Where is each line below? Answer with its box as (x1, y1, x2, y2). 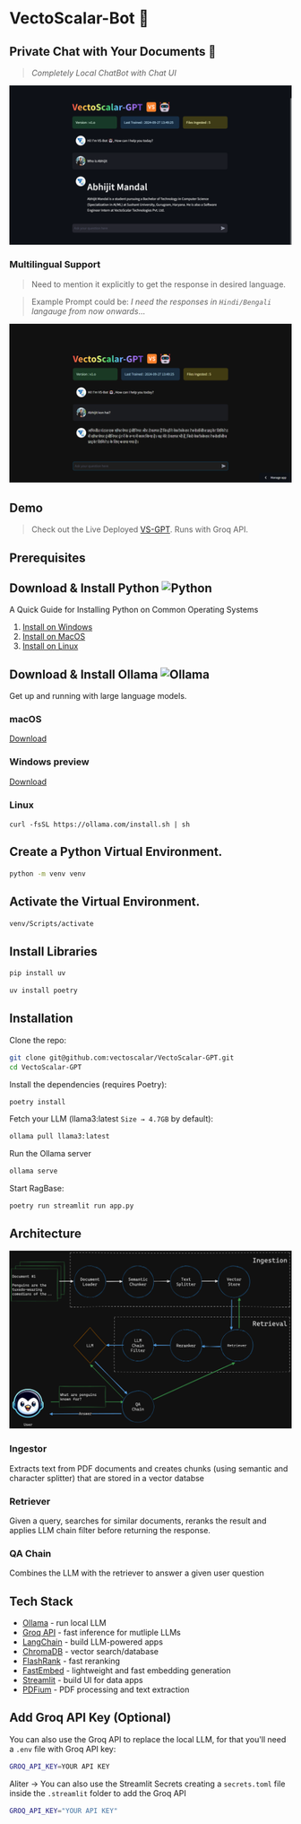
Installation (9, 1011, 73, 1026)
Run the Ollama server (9, 1148, 91, 1159)
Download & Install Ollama (9, 667, 159, 682)
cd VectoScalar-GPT (9, 1062, 82, 1071)
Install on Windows (21, 622, 93, 633)
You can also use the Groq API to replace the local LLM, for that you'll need (9, 1733, 287, 1744)
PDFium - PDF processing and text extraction (21, 1684, 190, 1695)
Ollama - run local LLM (21, 1617, 107, 1628)
